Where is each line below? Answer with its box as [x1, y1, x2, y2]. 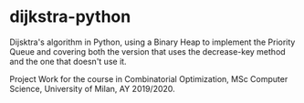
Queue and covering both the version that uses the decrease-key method [9, 46, 286, 57]
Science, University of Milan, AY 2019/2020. [9, 83, 175, 94]
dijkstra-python [9, 6, 131, 27]
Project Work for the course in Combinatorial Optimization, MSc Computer [9, 73, 288, 84]
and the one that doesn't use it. [9, 56, 127, 67]
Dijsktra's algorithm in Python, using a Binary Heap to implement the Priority [9, 36, 296, 47]
